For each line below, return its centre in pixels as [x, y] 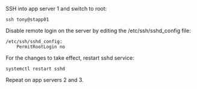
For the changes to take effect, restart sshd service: [70, 58]
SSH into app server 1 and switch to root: [56, 9]
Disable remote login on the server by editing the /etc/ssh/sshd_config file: [98, 30]
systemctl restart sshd [36, 69]
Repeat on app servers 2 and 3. [45, 80]
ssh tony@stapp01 [27, 20]
